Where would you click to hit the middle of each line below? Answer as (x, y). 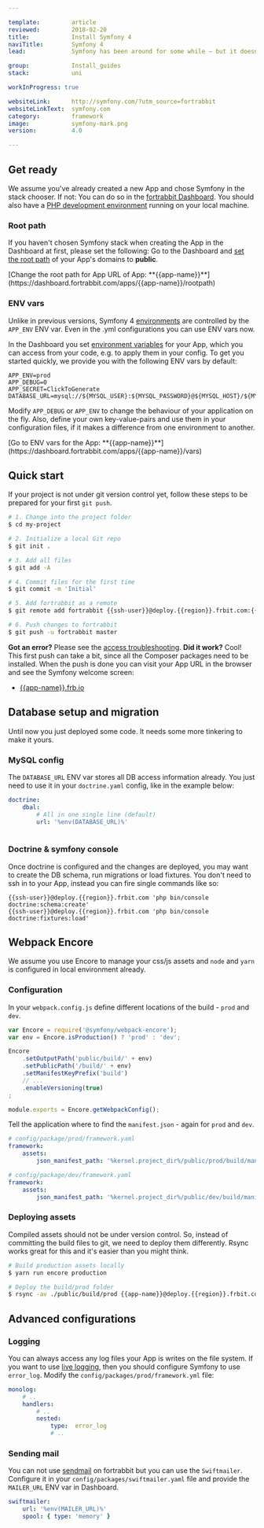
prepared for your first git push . (60, 503)
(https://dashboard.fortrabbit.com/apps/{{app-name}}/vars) (105, 451)
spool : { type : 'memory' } (66, 1517)
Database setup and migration (84, 712)
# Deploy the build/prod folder (61, 1287)
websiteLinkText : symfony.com (59, 109)
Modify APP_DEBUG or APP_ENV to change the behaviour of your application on (131, 411)
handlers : (38, 1404)
